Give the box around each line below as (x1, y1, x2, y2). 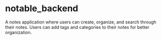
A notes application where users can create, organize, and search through (5, 19, 157, 25)
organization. (5, 29, 32, 35)
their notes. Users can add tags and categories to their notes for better (5, 24, 150, 30)
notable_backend (5, 3, 78, 14)
